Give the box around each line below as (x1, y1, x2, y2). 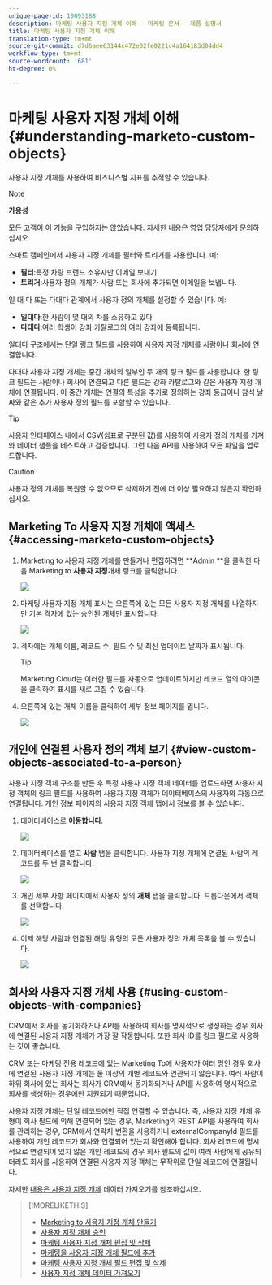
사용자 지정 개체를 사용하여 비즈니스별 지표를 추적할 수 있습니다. (8, 172, 210, 182)
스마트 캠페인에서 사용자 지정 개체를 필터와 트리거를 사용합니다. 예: (8, 249, 219, 260)
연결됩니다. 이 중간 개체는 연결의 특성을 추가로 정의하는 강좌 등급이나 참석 (23, 387, 256, 396)
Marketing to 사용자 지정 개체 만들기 (40, 1218, 157, 1227)
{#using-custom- (138, 984, 229, 999)
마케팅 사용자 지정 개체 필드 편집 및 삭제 (40, 1258, 166, 1268)
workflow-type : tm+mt (8, 50, 82, 58)
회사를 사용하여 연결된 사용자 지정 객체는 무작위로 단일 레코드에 (29, 1157, 230, 1166)
